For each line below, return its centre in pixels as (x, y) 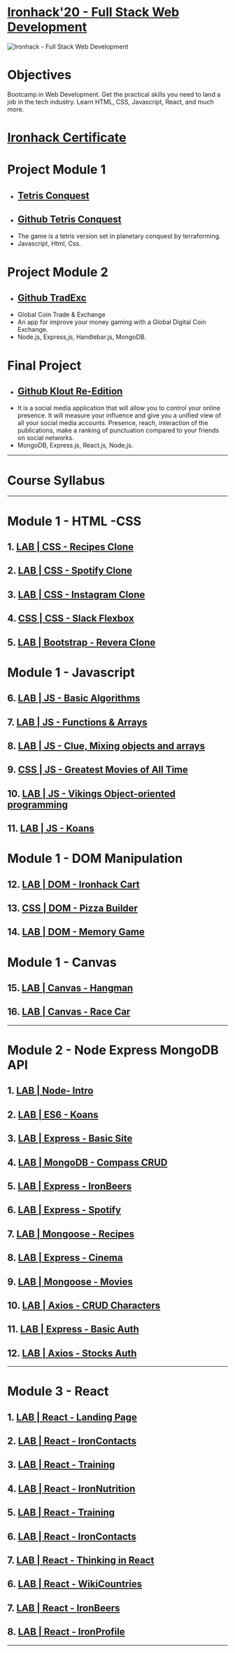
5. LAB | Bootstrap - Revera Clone (81, 642)
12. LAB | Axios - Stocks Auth (72, 1353)
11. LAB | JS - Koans (51, 829)
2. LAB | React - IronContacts (72, 1441)
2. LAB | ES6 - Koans (53, 1115)
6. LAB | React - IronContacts (72, 1536)
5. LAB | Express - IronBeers (70, 1186)
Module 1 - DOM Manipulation (95, 858)
